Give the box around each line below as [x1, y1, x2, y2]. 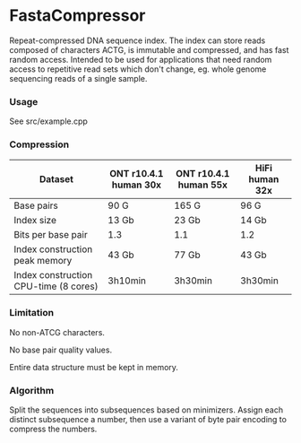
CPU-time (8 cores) [13, 280, 99, 292]
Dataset [39, 172, 74, 185]
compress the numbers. [9, 423, 98, 435]
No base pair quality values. [9, 344, 113, 355]
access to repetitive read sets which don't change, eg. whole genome [9, 64, 267, 74]
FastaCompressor [9, 5, 146, 26]
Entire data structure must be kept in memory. [9, 361, 179, 372]
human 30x [111, 178, 162, 191]
